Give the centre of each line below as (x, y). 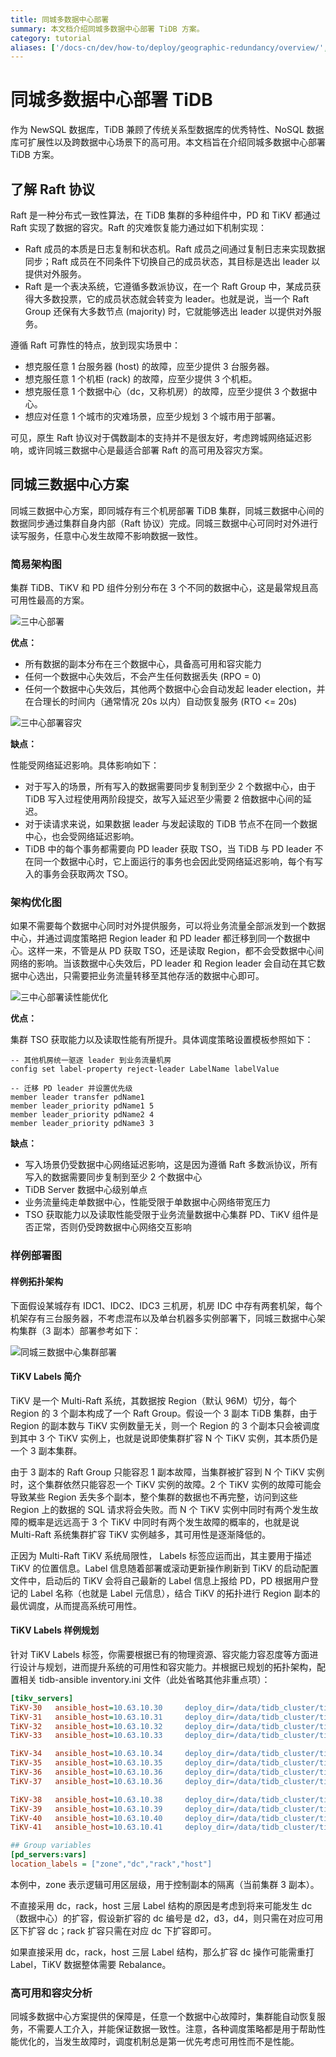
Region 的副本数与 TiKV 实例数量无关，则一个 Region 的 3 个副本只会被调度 (165, 1425)
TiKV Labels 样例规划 (55, 1630)
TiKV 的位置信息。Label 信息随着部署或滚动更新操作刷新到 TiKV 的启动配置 (164, 1568)
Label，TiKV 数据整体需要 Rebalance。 (91, 1964)
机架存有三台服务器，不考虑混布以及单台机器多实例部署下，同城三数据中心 (163, 1318)
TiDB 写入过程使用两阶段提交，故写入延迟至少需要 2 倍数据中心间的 (163, 799)
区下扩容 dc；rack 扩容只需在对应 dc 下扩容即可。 (113, 1930)
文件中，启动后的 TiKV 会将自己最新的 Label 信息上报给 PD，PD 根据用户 (160, 1580)
